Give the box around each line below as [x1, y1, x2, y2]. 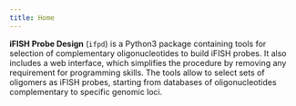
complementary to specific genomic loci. [9, 86, 163, 97]
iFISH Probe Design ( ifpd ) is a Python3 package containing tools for [9, 38, 267, 49]
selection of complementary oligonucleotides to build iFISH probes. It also [9, 47, 287, 59]
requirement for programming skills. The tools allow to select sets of [9, 67, 266, 78]
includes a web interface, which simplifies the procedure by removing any [9, 57, 287, 68]
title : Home [9, 13, 55, 23]
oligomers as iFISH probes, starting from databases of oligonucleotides [9, 76, 277, 87]
